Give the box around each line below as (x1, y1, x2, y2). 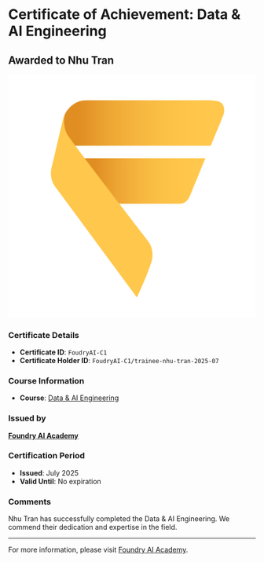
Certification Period (8, 450, 85, 461)
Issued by (8, 413, 46, 424)
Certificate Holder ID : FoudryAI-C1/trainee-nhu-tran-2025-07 (19, 355, 219, 365)
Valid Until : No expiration (19, 476, 102, 486)
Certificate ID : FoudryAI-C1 (19, 347, 108, 357)
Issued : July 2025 (19, 468, 79, 477)
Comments (8, 496, 51, 507)
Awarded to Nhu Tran (8, 53, 115, 67)
